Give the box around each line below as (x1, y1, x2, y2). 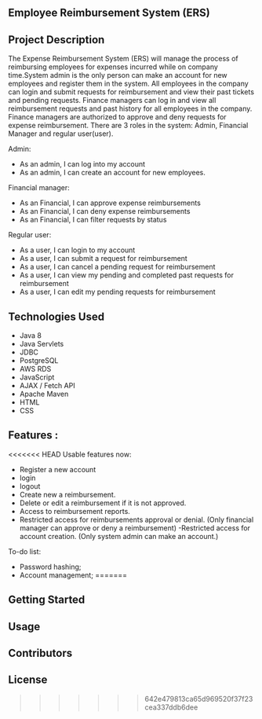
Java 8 (19, 331, 42, 340)
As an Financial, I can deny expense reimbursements (19, 207, 191, 216)
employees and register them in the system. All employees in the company (8, 79, 249, 89)
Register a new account (19, 464, 96, 474)
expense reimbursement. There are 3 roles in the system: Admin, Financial (8, 121, 249, 130)
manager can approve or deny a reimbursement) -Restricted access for (19, 523, 251, 533)
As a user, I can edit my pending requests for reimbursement (19, 287, 216, 297)
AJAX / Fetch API (19, 381, 76, 391)
